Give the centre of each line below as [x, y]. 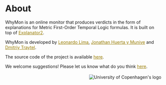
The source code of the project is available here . [55, 57]
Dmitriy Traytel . [21, 47]
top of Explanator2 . [25, 32]
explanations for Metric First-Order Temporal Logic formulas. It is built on [80, 27]
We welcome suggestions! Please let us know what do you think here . [76, 66]
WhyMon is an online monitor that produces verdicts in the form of [73, 22]
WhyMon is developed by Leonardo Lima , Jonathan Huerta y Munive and [80, 42]
